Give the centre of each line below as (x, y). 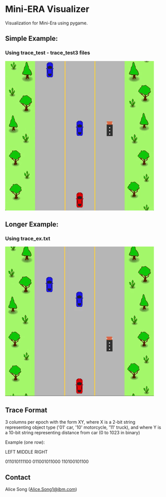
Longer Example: (32, 224)
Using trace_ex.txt (28, 239)
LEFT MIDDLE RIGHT (27, 452)
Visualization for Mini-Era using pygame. (47, 23)
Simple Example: (31, 39)
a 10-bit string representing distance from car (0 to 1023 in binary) (73, 433)
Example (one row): (25, 442)
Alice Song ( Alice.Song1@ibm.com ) (41, 489)
